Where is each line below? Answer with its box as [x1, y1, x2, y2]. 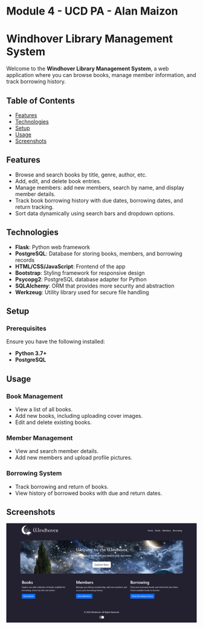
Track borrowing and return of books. [14, 483, 109, 490]
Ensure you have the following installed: [6, 338, 106, 345]
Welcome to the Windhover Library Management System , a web [6, 65, 169, 72]
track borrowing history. [6, 78, 66, 86]
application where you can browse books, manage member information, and [6, 72, 196, 79]
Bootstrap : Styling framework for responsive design [14, 269, 145, 277]
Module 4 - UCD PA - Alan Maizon [6, 4, 178, 18]
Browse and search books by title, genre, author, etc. [14, 171, 147, 178]
